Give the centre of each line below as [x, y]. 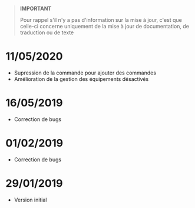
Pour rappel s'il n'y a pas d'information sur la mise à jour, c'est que [101, 20]
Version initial [30, 200]
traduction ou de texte [47, 32]
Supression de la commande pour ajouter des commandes [85, 73]
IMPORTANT [36, 9]
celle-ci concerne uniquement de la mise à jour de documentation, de [105, 26]
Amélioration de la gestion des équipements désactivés [81, 79]
